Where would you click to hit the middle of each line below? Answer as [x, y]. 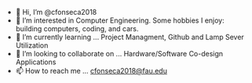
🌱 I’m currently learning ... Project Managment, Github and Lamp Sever [130, 37]
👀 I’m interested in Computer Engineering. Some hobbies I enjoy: [120, 20]
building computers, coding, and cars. [77, 29]
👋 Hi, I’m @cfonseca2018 [56, 12]
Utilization [32, 45]
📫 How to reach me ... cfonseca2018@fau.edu [91, 71]
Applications [36, 62]
